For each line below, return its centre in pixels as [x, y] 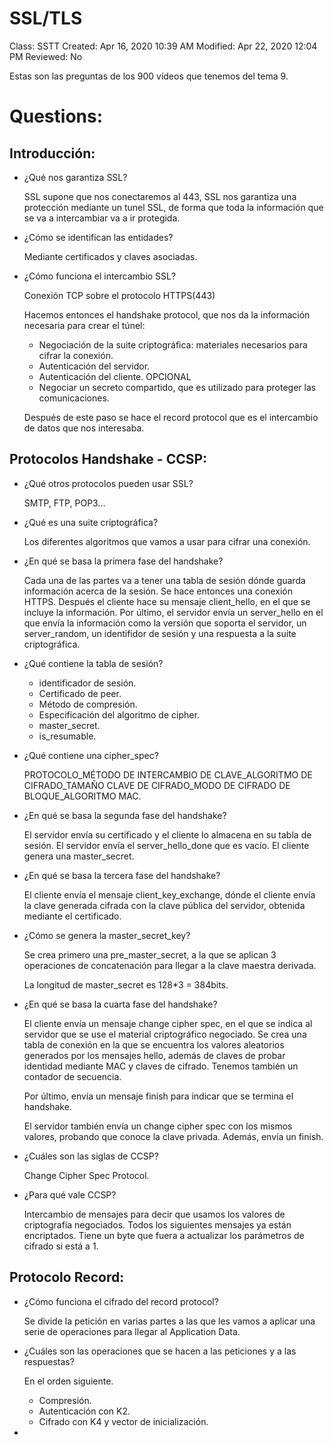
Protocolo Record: [67, 1277]
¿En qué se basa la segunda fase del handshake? [125, 815]
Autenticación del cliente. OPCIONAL [115, 376]
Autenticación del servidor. [94, 366]
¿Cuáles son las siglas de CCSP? [91, 1156]
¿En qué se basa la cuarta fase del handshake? [120, 1004]
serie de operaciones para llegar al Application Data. [132, 1331]
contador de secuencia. [72, 1076]
